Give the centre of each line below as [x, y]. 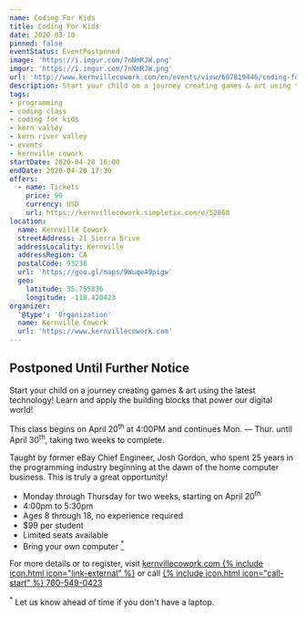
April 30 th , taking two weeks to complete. [87, 439]
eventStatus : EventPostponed [65, 52]
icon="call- [263, 573]
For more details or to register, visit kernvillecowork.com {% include [137, 564]
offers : [24, 179]
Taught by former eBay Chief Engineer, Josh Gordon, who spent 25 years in [152, 458]
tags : [20, 94]
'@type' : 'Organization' [65, 314]
